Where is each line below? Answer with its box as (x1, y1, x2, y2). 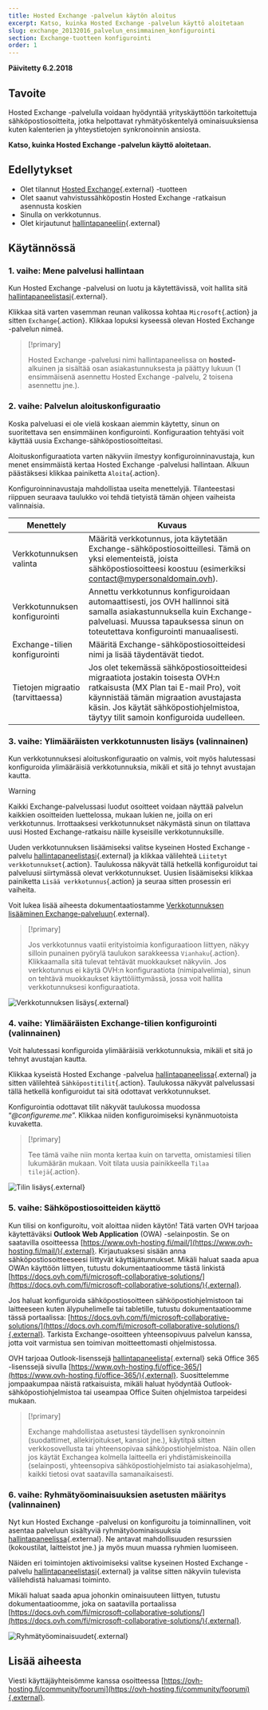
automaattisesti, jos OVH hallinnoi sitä (88, 596, 230, 607)
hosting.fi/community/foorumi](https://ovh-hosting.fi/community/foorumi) (8, 1684, 250, 1693)
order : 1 (8, 42, 37, 49)
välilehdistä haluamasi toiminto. (8, 1574, 112, 1585)
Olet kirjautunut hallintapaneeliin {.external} (19, 218, 161, 228)
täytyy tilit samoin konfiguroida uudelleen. (88, 711, 246, 722)
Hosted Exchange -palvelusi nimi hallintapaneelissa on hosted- (27, 355, 236, 365)
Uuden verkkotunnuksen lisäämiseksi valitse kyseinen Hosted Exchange (8, 843, 246, 853)
